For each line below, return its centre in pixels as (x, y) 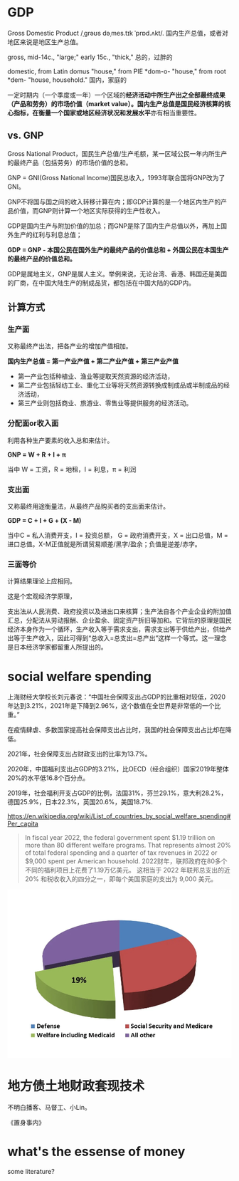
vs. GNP (26, 136)
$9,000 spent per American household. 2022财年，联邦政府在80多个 (126, 861)
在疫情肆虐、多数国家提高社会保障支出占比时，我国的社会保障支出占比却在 (116, 730)
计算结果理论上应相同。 (42, 581)
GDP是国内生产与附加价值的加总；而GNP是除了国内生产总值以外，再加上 (114, 226)
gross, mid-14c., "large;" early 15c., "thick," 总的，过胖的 (90, 57)
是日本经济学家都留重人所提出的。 (57, 647)
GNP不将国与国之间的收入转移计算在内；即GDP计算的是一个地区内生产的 (114, 202)
